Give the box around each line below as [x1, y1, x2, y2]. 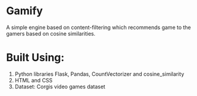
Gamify [6, 4, 43, 18]
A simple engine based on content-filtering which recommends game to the [6, 24, 191, 31]
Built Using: [6, 51, 65, 65]
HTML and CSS [14, 76, 53, 84]
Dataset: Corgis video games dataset [14, 83, 106, 90]
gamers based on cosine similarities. [6, 30, 96, 37]
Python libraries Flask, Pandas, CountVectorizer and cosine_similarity [14, 70, 185, 78]
